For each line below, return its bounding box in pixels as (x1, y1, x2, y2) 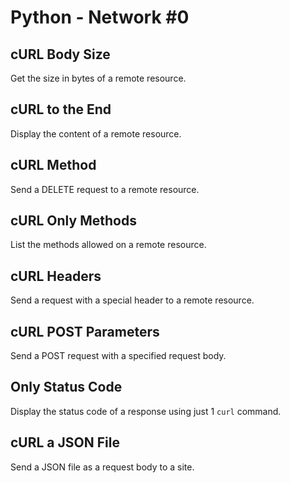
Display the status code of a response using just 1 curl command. (10, 405, 282, 417)
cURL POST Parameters (10, 323, 160, 340)
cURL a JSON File (10, 434, 120, 451)
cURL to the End (10, 101, 112, 118)
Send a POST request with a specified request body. (10, 350, 227, 362)
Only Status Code (10, 379, 123, 396)
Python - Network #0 (10, 6, 190, 29)
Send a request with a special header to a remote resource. (10, 294, 255, 306)
